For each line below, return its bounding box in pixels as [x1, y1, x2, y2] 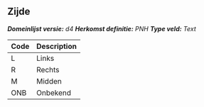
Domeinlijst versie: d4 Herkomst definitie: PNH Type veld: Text [7, 24, 197, 33]
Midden [36, 76, 62, 86]
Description [36, 41, 77, 51]
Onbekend [36, 88, 72, 98]
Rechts [36, 64, 60, 74]
